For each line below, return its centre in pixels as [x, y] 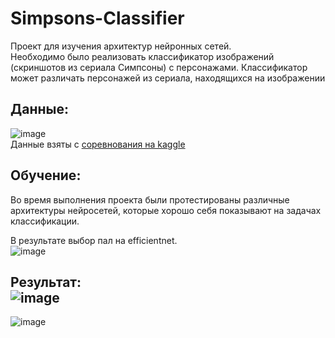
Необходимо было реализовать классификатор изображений [142, 56]
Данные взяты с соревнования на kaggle [98, 144]
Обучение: [46, 175]
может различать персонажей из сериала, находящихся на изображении [168, 78]
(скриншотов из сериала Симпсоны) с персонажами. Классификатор [159, 67]
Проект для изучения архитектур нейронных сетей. [121, 46]
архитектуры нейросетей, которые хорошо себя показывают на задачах [166, 210]
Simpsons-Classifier [97, 18]
